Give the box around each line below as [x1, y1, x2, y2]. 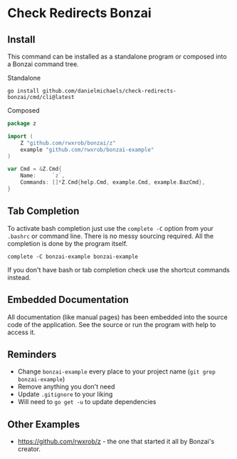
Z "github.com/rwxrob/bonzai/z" [20, 139, 116, 147]
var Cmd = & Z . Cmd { [7, 165, 62, 172]
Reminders [7, 348, 57, 361]
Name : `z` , [20, 172, 65, 180]
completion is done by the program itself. [7, 239, 128, 247]
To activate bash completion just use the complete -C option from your [7, 224, 214, 232]
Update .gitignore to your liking [17, 390, 113, 398]
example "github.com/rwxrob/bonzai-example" [20, 146, 154, 153]
